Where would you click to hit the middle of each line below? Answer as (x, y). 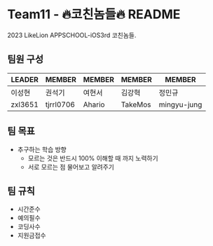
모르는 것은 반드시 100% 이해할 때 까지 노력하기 (93, 158)
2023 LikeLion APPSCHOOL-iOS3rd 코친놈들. (72, 35)
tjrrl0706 (60, 104)
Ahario (94, 104)
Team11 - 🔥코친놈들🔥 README (94, 14)
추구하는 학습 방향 (42, 149)
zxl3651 (25, 104)
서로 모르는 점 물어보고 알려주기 (71, 167)
